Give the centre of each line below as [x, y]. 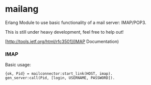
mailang [22, 9]
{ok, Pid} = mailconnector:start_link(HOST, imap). [59, 74]
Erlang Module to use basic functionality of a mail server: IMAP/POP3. [76, 22]
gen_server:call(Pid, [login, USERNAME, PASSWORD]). [60, 78]
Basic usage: [18, 65]
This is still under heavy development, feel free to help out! [64, 32]
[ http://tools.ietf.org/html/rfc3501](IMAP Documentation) [62, 41]
